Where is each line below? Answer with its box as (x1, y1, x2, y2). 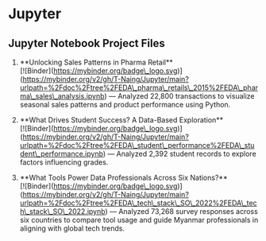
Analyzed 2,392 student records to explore (116, 149, 256, 158)
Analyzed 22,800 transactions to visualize (118, 91, 255, 100)
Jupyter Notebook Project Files (8, 37, 165, 50)
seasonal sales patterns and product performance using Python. (19, 100, 231, 109)
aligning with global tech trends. (19, 224, 125, 233)
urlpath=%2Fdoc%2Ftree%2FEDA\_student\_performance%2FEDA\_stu (19, 141, 255, 150)
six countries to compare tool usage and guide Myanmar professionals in (19, 216, 259, 224)
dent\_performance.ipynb (19, 149, 103, 158)
